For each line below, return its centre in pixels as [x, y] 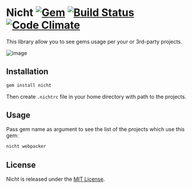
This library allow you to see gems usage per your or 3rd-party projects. [94, 41]
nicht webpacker [26, 147]
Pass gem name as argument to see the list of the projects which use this [95, 129]
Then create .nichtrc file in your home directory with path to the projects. [96, 96]
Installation [27, 72]
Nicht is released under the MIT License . [56, 179]
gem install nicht [29, 85]
